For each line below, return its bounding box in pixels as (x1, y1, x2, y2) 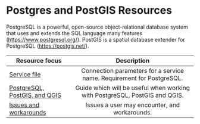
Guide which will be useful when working (75, 83, 190, 92)
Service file (9, 70, 41, 78)
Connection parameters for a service (81, 66, 185, 75)
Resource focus (15, 56, 62, 64)
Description (115, 56, 150, 64)
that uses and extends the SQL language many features (6, 29, 143, 36)
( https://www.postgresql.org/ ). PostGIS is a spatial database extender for (6, 36, 186, 43)
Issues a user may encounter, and (85, 101, 180, 109)
